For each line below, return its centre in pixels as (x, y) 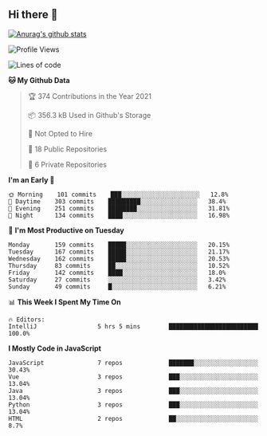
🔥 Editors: (27, 320)
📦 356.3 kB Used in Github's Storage (89, 115)
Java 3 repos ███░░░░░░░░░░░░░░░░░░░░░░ (133, 391)
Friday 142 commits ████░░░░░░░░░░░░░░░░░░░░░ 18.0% (117, 273)
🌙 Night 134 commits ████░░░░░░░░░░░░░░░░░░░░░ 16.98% (119, 215)
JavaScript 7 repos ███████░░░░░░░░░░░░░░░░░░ (133, 363)
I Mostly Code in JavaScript (55, 348)
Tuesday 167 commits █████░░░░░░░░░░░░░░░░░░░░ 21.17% (119, 252)
